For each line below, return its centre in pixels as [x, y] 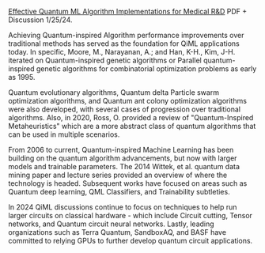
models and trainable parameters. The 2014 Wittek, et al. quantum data [124, 166]
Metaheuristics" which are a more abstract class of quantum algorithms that [132, 126]
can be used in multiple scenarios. [64, 134]
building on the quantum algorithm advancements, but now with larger [123, 158]
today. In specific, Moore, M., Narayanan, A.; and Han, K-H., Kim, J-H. [122, 52]
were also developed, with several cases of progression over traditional [125, 109]
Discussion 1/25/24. [40, 20]
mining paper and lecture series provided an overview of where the [118, 175]
